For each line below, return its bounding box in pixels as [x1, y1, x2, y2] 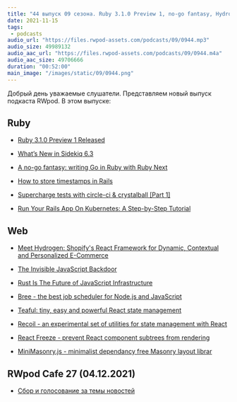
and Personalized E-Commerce [17, 251, 109, 260]
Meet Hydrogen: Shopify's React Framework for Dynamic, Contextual [17, 243, 219, 252]
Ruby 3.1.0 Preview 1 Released [17, 136, 106, 144]
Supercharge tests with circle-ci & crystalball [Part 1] [17, 190, 171, 199]
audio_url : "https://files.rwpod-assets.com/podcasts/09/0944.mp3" [7, 37, 210, 44]
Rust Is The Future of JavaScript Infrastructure [17, 279, 153, 287]
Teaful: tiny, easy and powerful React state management [17, 306, 182, 315]
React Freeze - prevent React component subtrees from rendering [17, 333, 210, 342]
